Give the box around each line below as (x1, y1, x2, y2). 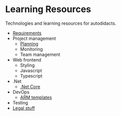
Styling (20, 62, 35, 68)
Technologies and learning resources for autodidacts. (5, 20, 116, 26)
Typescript (20, 73, 43, 79)
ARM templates (20, 94, 52, 100)
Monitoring (20, 46, 43, 52)
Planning (20, 40, 39, 46)
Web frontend (12, 56, 41, 63)
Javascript (20, 67, 42, 74)
